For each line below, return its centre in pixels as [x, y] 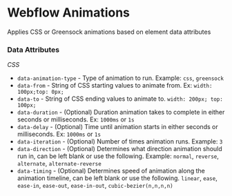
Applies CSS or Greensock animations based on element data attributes [109, 32]
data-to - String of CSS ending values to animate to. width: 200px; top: [120, 99]
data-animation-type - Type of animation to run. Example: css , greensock [120, 78]
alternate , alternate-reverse [59, 164]
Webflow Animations [68, 13]
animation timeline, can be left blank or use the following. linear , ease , [117, 178]
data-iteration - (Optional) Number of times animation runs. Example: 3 [120, 141]
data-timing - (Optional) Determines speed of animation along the [111, 171]
